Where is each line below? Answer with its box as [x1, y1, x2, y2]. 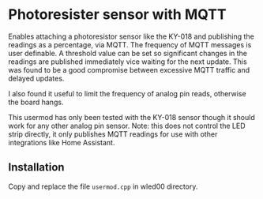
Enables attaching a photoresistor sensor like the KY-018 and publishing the [8, 32, 254, 41]
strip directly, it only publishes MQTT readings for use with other [8, 129, 218, 139]
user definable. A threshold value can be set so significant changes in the [8, 48, 247, 58]
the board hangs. [8, 97, 64, 107]
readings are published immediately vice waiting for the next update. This [8, 57, 247, 66]
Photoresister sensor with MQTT [8, 6, 227, 24]
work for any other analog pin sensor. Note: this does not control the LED [8, 121, 246, 130]
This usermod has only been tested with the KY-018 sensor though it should [8, 112, 255, 122]
